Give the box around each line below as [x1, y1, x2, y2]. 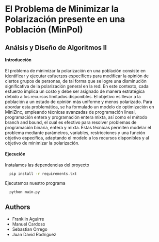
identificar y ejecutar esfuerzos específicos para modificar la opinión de [5, 73, 149, 79]
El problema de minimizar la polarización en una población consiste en [5, 68, 146, 73]
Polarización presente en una [5, 14, 125, 25]
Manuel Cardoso [12, 221, 46, 227]
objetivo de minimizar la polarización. [5, 140, 79, 146]
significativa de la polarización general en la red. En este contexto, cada [5, 83, 149, 89]
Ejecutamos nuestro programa [5, 180, 65, 186]
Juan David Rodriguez [12, 231, 57, 237]
